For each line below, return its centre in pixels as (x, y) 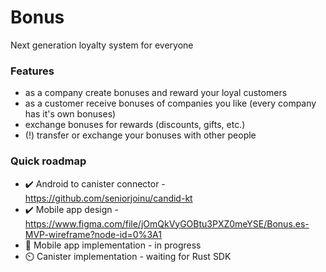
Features (32, 71)
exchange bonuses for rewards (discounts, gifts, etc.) (135, 125)
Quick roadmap (48, 161)
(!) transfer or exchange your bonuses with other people (140, 135)
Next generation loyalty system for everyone (102, 45)
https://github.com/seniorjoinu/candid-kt (108, 198)
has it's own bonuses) (70, 114)
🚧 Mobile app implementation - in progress (113, 245)
